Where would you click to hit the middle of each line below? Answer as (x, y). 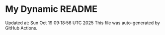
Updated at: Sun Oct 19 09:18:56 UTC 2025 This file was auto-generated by (82, 23)
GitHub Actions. (21, 28)
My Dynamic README (51, 9)
